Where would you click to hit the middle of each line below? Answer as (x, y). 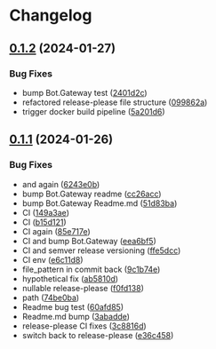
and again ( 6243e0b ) (61, 184)
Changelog (51, 16)
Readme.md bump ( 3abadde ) (76, 316)
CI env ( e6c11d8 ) (52, 259)
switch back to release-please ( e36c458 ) (98, 335)
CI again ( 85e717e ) (56, 231)
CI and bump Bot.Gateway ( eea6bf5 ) (89, 241)
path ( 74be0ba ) (51, 297)
